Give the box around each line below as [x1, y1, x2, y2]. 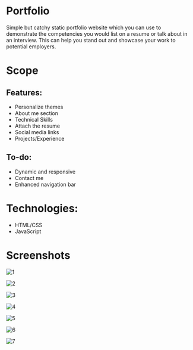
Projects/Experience [14, 135, 65, 142]
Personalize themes [14, 103, 64, 110]
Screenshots [6, 249, 71, 262]
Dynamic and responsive [14, 168, 76, 175]
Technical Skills [14, 116, 53, 123]
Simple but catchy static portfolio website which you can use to [6, 24, 162, 31]
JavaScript [14, 228, 42, 235]
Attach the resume [14, 122, 61, 129]
